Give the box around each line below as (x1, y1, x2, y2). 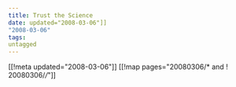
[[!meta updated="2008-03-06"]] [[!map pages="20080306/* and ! (8, 62, 228, 71)
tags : (8, 33, 26, 42)
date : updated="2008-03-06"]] (8, 19, 108, 27)
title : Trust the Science (8, 11, 93, 20)
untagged (8, 41, 37, 49)
